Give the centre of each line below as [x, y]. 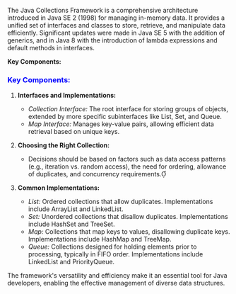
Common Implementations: [59, 188]
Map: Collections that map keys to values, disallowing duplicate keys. [129, 232]
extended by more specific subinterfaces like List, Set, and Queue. [125, 117]
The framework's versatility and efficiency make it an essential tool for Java [117, 276]
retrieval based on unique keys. [74, 132]
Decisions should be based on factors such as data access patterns [127, 159]
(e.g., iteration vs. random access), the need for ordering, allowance [127, 166]
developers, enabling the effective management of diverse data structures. [116, 283]
